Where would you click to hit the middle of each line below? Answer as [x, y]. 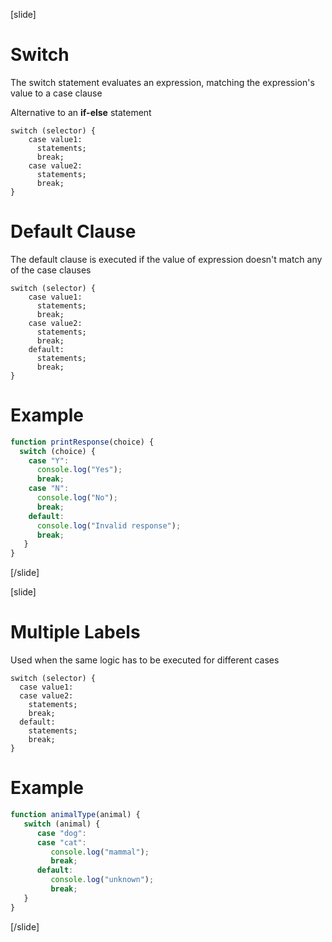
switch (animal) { [62, 824]
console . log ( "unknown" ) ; [102, 880]
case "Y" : [49, 460]
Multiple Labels [75, 632]
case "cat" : [61, 842]
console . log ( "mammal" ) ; [100, 852]
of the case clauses [51, 270]
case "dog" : [61, 833]
